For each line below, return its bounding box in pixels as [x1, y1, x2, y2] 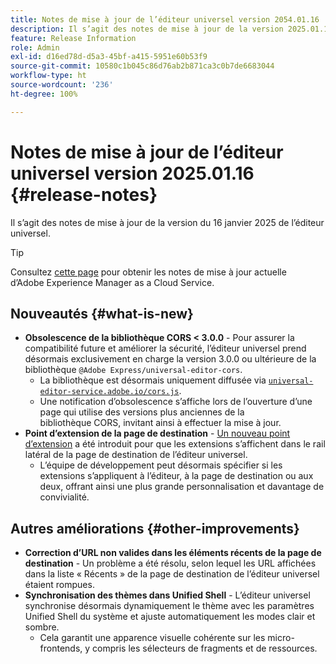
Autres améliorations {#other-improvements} [10, 520, 300, 537]
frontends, [39, 642, 83, 655]
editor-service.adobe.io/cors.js [39, 387, 180, 397]
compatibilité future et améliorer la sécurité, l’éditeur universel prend [24, 342, 307, 355]
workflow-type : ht [10, 71, 87, 81]
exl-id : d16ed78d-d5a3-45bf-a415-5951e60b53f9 [10, 52, 208, 62]
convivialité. [39, 491, 90, 503]
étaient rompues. [24, 579, 95, 591]
